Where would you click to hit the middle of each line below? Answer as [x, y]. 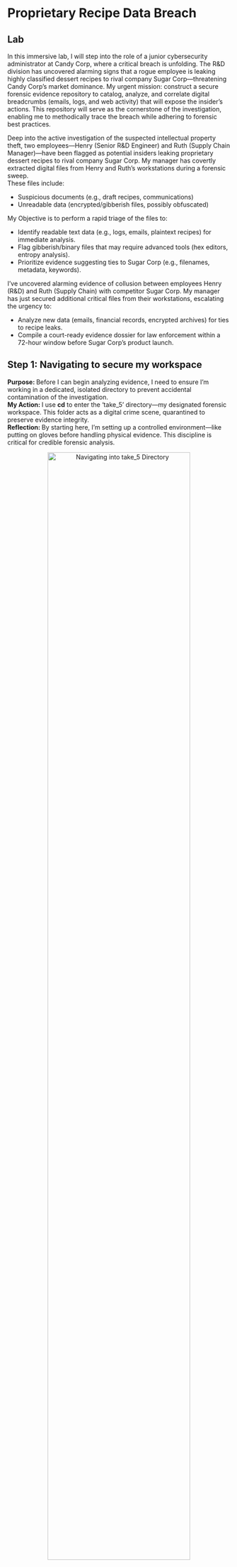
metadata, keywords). [49, 270]
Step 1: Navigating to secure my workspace [105, 365]
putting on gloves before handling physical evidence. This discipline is [110, 435]
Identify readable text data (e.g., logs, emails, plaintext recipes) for [115, 232]
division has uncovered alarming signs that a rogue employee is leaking [111, 71]
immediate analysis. [46, 240]
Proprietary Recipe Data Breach [102, 13]
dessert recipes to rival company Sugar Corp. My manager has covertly [112, 160]
